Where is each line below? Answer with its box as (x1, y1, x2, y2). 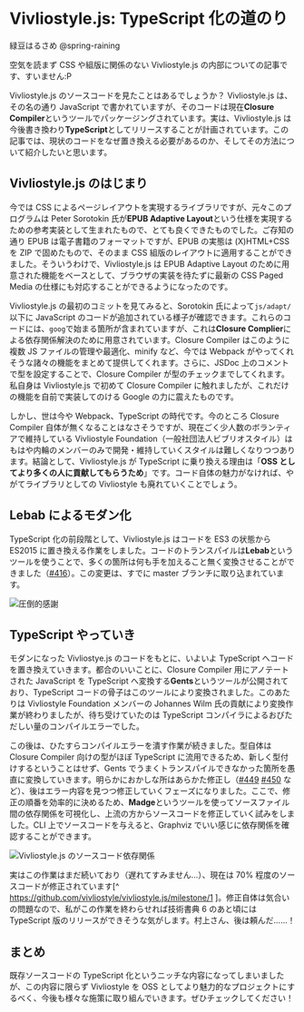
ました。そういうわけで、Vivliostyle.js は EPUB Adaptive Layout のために (9, 258, 282, 269)
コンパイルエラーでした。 (48, 721, 145, 732)
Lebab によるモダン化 (9, 507, 132, 523)
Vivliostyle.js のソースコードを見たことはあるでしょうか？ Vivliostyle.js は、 (9, 90, 293, 101)
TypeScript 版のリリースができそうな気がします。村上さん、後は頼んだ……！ (9, 915, 296, 926)
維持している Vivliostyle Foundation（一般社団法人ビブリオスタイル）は (25, 433, 293, 444)
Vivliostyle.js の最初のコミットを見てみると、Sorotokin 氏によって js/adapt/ (9, 300, 292, 311)
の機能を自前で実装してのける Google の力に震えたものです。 (9, 391, 239, 402)
